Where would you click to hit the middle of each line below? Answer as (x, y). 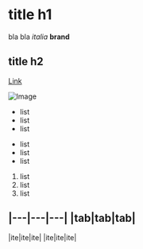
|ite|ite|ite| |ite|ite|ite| (43, 237)
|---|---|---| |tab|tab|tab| (72, 218)
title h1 (30, 15)
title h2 (26, 62)
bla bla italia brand (39, 37)
